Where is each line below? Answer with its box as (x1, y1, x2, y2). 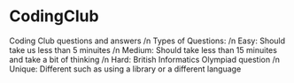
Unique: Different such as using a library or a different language (9, 64, 242, 74)
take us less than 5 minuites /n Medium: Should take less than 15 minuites (9, 44, 277, 55)
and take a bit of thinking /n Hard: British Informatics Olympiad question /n (9, 54, 281, 64)
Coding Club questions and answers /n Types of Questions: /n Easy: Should (9, 35, 286, 46)
